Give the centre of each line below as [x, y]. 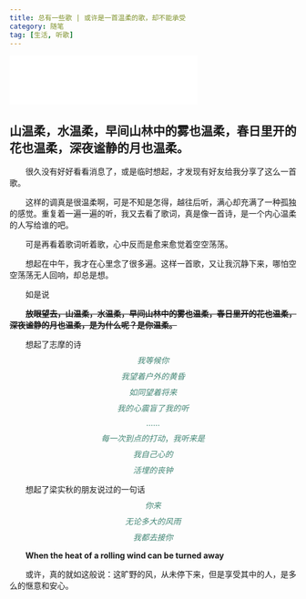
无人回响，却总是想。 [73, 275]
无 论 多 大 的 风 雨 [153, 522]
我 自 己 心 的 [153, 454]
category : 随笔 [37, 26]
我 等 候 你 [153, 360]
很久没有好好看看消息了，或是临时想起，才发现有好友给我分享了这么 [153, 172]
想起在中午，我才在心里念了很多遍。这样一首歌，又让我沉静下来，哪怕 [157, 264]
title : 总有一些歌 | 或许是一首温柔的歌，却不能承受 [98, 18]
